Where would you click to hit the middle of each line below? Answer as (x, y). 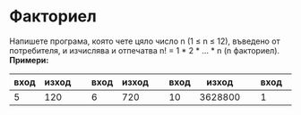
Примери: (29, 60)
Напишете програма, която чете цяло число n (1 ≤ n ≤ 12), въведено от (145, 41)
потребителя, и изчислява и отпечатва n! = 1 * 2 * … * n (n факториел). (145, 50)
